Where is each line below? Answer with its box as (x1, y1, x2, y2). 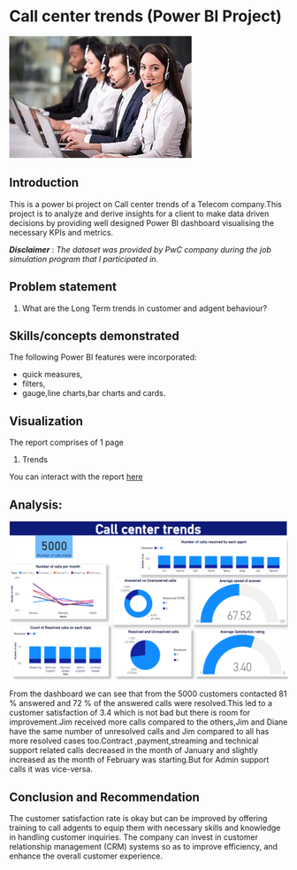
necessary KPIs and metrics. (9, 227, 113, 237)
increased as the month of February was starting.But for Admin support (9, 755, 270, 765)
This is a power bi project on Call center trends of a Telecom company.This (9, 198, 283, 209)
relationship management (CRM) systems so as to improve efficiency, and (9, 842, 278, 852)
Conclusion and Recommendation (9, 789, 201, 804)
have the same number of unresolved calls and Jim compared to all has (9, 726, 270, 737)
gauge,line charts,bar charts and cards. (21, 388, 166, 399)
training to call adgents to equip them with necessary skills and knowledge (9, 822, 281, 834)
